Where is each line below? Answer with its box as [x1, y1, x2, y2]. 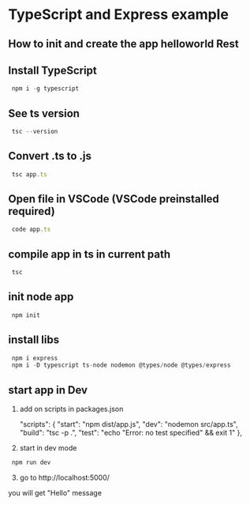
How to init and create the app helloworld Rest [8, 37, 239, 51]
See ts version [8, 107, 80, 120]
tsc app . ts [11, 170, 47, 179]
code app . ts [11, 225, 51, 234]
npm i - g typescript [11, 85, 80, 92]
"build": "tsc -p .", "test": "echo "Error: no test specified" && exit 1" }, [19, 428, 243, 438]
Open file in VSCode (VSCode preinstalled [8, 192, 219, 206]
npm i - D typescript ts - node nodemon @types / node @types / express [11, 361, 231, 369]
